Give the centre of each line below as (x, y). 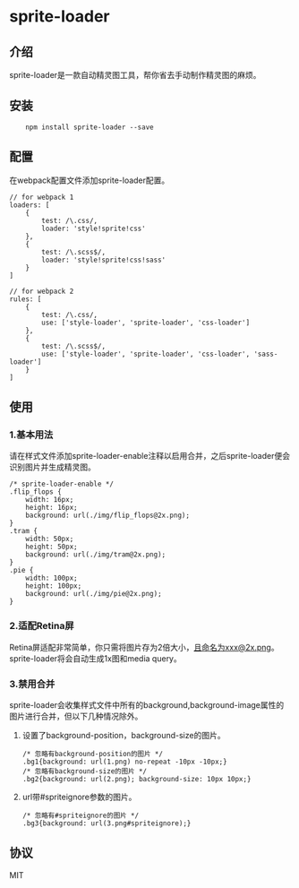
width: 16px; (50, 500)
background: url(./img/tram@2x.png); (96, 555)
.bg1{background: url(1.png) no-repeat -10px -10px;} (124, 762)
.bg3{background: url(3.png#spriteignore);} (107, 823)
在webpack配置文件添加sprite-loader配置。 (90, 180)
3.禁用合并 (32, 684)
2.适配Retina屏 (42, 626)
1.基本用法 (31, 435)
